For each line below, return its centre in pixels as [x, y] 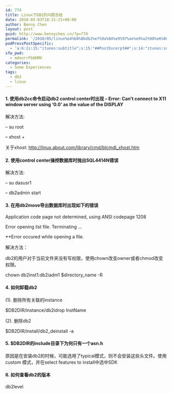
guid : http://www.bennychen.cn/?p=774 [47, 34]
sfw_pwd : [15, 53]
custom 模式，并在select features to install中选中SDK [61, 362]
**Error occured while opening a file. [45, 237]
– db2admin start [23, 193]
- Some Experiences [31, 67]
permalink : [17, 39]
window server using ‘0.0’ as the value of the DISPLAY [64, 105]
